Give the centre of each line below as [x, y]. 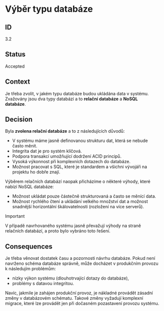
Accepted [15, 66]
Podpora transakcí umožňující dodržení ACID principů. [67, 156]
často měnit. [25, 146]
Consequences [29, 246]
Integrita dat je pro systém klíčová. [47, 151]
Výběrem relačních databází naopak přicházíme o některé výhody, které [78, 182]
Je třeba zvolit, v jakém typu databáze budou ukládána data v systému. [77, 93]
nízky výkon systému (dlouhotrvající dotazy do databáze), [70, 278]
